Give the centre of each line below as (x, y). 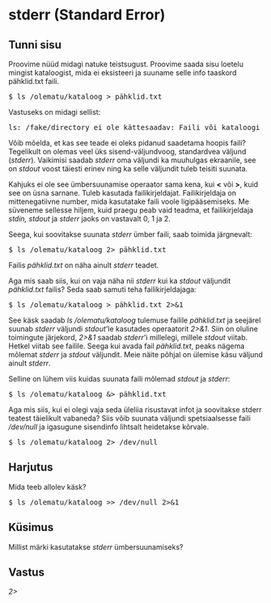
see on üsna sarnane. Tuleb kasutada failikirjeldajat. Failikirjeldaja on (123, 193)
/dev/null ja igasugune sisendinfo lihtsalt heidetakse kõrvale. (109, 427)
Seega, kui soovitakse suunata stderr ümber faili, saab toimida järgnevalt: (130, 234)
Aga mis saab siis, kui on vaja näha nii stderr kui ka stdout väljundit (120, 281)
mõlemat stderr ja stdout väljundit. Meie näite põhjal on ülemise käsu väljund (135, 354)
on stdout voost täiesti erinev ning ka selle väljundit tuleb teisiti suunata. (128, 169)
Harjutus (31, 468)
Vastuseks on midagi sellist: (55, 112)
